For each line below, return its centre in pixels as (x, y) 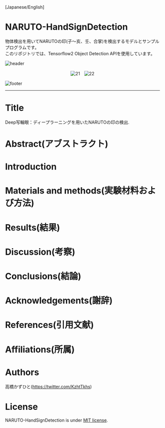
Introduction (31, 167)
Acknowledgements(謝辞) (59, 301)
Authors (22, 372)
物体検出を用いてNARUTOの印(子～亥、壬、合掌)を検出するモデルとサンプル (82, 41)
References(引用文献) (50, 325)
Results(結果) (33, 227)
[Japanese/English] (25, 7)
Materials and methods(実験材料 (72, 191)
